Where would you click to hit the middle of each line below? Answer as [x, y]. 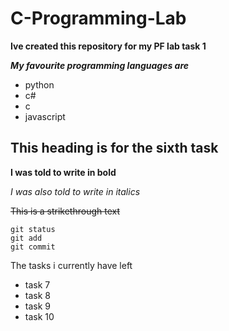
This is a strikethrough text [65, 211]
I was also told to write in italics [75, 191]
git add [26, 238]
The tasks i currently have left [71, 265]
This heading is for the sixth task [114, 148]
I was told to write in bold [63, 172]
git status [33, 229]
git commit [33, 247]
